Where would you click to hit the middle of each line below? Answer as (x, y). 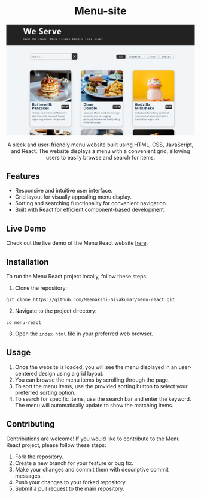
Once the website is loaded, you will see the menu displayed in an (96, 367)
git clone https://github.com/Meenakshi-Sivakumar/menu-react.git (91, 299)
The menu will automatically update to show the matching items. (94, 405)
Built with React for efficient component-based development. (90, 210)
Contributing (31, 424)
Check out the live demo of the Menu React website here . (77, 243)
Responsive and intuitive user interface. (63, 191)
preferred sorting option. (45, 392)
